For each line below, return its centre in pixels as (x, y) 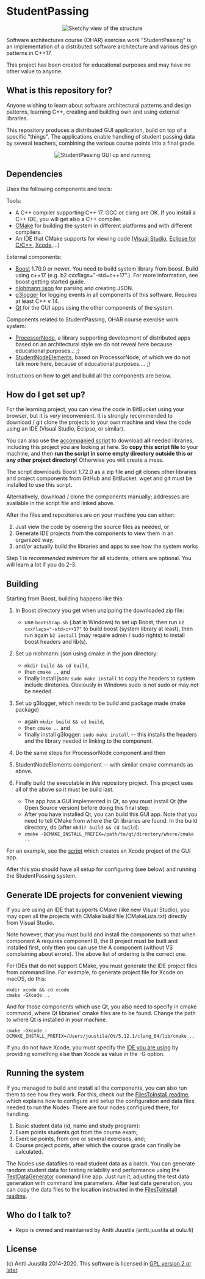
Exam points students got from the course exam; (76, 1132)
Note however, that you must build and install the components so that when (101, 935)
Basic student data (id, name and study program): (77, 1126)
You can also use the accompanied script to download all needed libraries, (100, 440)
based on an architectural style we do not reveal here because (94, 344)
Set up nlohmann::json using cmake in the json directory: (87, 654)
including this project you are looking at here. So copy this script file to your (103, 447)
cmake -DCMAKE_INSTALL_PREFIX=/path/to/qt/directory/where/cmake (109, 834)
